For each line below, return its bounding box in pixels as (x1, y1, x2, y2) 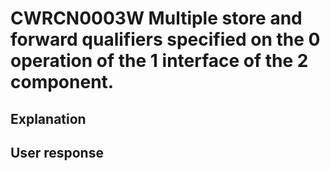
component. (10, 71, 115, 94)
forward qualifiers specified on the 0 (10, 28, 321, 51)
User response (10, 144, 104, 161)
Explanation (10, 110, 87, 127)
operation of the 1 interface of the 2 (10, 50, 309, 72)
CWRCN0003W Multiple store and (10, 7, 303, 30)
